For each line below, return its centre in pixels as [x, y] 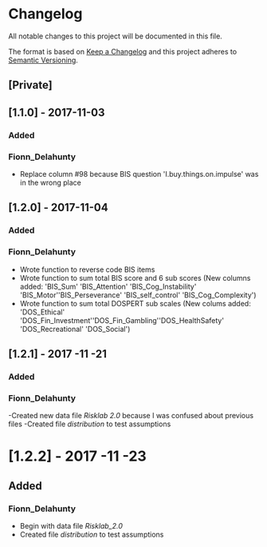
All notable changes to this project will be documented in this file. [116, 36]
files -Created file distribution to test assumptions [90, 424]
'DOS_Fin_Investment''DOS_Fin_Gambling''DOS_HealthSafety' [122, 320]
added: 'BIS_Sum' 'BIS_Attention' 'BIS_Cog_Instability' [108, 286]
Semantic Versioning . [43, 60]
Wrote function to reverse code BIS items [87, 270]
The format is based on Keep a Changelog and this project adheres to [123, 51]
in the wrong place [51, 182]
